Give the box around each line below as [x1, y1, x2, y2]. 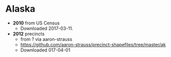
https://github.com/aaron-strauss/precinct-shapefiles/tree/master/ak [20, 41, 166, 47]
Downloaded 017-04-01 [20, 47, 71, 53]
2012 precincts [12, 31, 45, 37]
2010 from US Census [12, 20, 60, 26]
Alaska [5, 3, 35, 15]
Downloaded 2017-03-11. [20, 25, 73, 31]
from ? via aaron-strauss [20, 36, 73, 42]
